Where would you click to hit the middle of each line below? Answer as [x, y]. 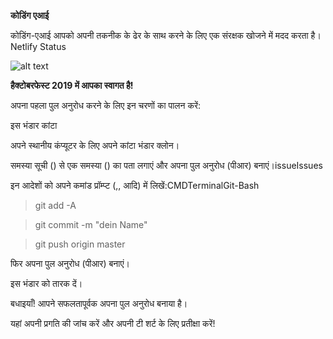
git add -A [55, 205]
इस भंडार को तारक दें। [46, 283]
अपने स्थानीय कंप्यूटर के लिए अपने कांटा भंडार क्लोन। [95, 145]
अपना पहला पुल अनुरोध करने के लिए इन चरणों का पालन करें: [106, 105]
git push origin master [80, 244]
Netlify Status [38, 46]
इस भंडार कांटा [34, 125]
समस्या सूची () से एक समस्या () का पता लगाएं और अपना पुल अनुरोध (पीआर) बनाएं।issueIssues [166, 165]
